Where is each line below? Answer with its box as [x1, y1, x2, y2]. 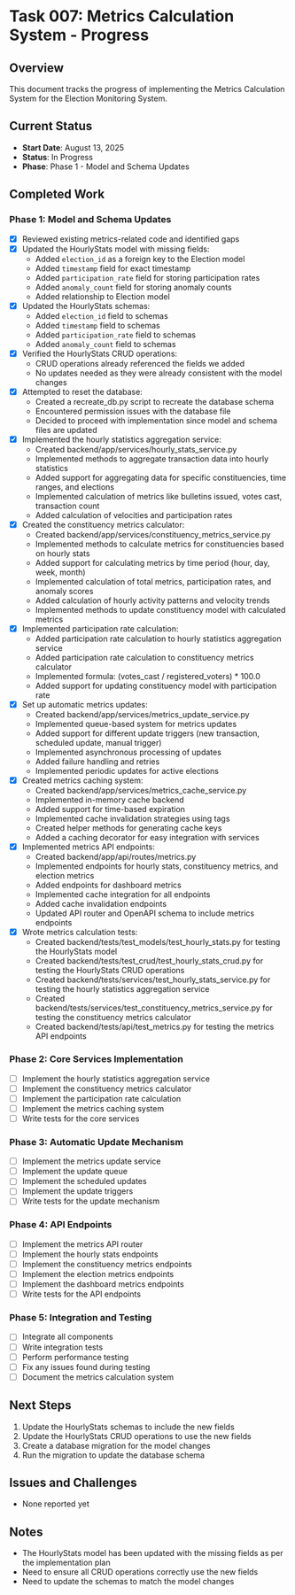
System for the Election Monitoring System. [9, 93, 168, 104]
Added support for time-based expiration [35, 804, 186, 815]
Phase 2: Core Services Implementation [9, 1053, 183, 1065]
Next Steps [9, 1398, 72, 1413]
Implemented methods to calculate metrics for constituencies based [35, 538, 284, 549]
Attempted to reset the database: [21, 386, 144, 397]
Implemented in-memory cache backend [35, 794, 184, 805]
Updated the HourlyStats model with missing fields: [21, 244, 210, 254]
